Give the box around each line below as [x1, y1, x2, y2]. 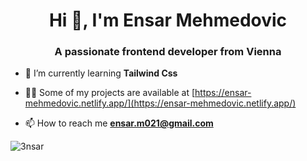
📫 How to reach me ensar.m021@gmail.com [24, 117, 214, 129]
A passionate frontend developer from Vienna [54, 45, 282, 59]
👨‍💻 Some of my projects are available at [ [24, 87, 196, 99]
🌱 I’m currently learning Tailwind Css [24, 67, 178, 79]
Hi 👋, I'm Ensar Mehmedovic [48, 9, 288, 32]
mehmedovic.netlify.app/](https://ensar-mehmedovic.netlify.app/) [24, 97, 297, 109]
